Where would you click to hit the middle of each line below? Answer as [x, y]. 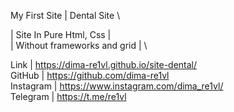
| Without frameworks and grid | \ [79, 45]
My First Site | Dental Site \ [65, 15]
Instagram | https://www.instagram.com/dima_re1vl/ [117, 86]
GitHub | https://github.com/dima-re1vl [90, 75]
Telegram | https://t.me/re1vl [68, 96]
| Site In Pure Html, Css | [61, 34]
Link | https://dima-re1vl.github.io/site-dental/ [104, 64]
